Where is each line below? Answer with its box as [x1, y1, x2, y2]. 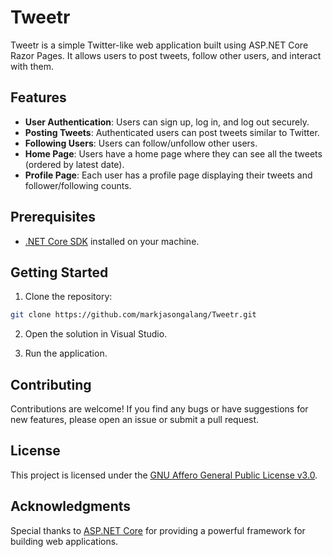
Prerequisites [10, 209, 96, 226]
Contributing [10, 376, 92, 393]
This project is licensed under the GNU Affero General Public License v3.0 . [10, 469, 318, 481]
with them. [10, 60, 54, 72]
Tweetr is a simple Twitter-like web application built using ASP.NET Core [10, 39, 309, 51]
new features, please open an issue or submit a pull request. [10, 414, 260, 426]
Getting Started [10, 264, 109, 281]
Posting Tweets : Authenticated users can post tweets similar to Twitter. [24, 126, 320, 138]
